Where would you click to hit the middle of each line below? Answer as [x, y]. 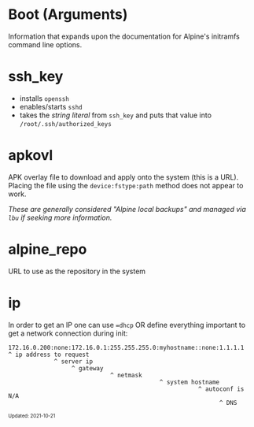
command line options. [45, 44]
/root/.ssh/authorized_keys [65, 124]
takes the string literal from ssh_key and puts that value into [116, 115]
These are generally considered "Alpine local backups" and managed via [127, 209]
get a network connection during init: [68, 333]
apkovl [31, 156]
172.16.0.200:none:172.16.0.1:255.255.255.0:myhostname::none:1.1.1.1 [126, 347]
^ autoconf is [221, 389]
